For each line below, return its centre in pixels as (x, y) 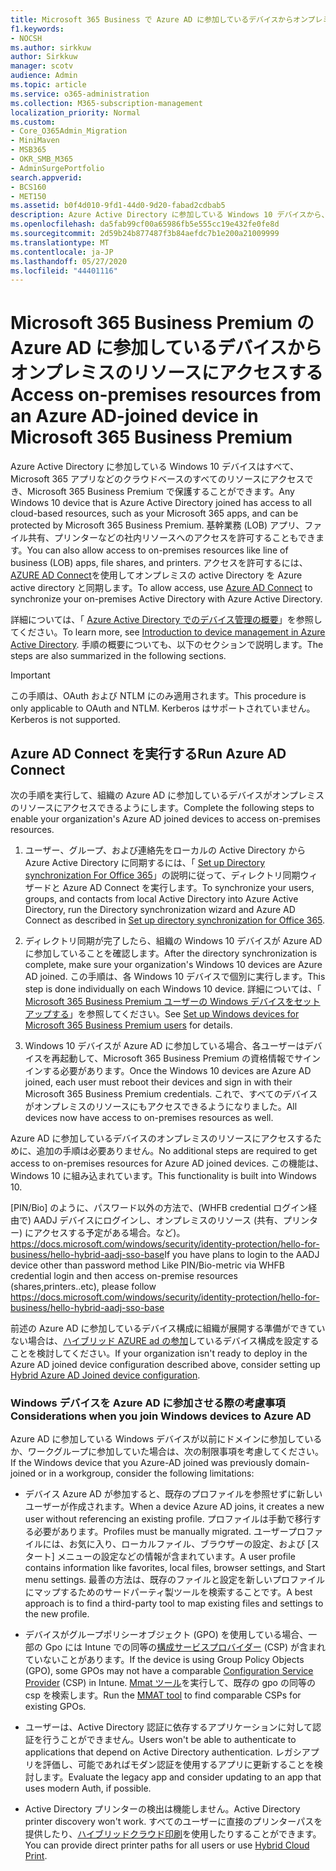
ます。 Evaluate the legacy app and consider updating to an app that (182, 1777)
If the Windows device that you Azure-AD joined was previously (141, 1463)
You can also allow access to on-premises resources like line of (157, 550)
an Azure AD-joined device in (134, 416)
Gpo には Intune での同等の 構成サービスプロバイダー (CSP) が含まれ (185, 1647)
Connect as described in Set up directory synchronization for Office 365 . (175, 920)
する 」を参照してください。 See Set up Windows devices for (175, 1014)
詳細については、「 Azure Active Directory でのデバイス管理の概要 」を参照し (166, 620)
